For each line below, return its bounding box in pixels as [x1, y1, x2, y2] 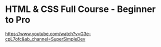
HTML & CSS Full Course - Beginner [5, 3, 156, 15]
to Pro [5, 14, 30, 25]
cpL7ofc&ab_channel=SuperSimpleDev [5, 36, 86, 42]
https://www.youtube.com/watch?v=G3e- [5, 30, 91, 36]
